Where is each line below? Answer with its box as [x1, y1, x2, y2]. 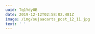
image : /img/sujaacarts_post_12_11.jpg [5, 16, 90, 21]
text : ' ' [5, 21, 27, 26]
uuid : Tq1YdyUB [5, 7, 38, 12]
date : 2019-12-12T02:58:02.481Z [5, 12, 74, 17]
